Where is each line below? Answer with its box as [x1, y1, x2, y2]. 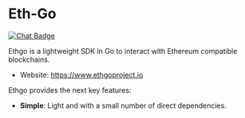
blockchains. [8, 55, 50, 64]
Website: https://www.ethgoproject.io [19, 70, 144, 79]
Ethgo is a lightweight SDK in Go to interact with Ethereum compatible [8, 46, 238, 55]
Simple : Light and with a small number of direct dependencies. [19, 101, 227, 110]
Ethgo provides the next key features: [8, 85, 132, 95]
